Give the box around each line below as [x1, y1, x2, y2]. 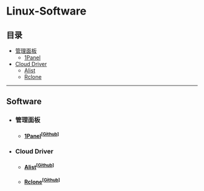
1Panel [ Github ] [24, 131, 59, 139]
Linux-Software [6, 4, 87, 18]
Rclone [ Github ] [24, 177, 61, 186]
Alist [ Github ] [24, 163, 55, 170]
